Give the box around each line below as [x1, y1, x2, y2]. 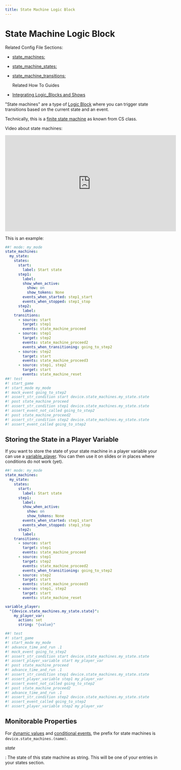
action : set [18, 618, 42, 623]
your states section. [5, 759, 45, 765]
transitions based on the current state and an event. [5, 106, 109, 112]
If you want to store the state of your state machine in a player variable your [5, 448, 158, 454]
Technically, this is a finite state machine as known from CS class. [5, 116, 138, 122]
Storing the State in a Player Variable [5, 435, 119, 444]
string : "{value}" [18, 622, 56, 627]
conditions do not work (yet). [5, 459, 63, 465]
